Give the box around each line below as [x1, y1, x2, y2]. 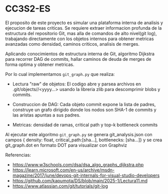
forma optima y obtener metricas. [5, 61, 74, 67]
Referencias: [5, 152, 32, 158]
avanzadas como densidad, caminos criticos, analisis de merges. [5, 41, 140, 47]
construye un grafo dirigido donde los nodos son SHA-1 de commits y [12, 107, 156, 113]
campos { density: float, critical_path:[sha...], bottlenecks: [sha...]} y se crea [5, 137, 162, 143]
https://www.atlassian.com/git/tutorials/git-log [12, 183, 108, 189]
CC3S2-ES [5, 3, 51, 15]
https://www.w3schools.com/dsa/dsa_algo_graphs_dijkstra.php [12, 161, 144, 167]
